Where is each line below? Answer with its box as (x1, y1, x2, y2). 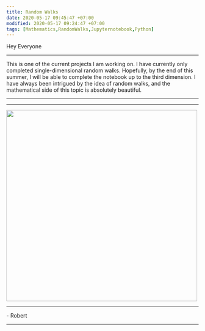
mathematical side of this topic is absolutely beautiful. (6, 86, 142, 94)
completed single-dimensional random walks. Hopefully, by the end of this (6, 67, 193, 74)
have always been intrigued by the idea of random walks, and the (6, 80, 171, 87)
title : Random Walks (6, 9, 59, 15)
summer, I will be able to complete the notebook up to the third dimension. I (6, 73, 196, 81)
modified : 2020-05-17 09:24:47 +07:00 (6, 20, 105, 26)
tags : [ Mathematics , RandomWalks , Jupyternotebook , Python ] (6, 26, 154, 32)
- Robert (6, 312, 27, 319)
